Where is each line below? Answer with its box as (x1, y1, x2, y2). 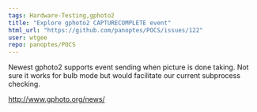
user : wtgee (8, 33, 47, 42)
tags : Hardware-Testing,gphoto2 (8, 11, 115, 20)
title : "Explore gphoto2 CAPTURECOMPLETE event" (8, 19, 172, 27)
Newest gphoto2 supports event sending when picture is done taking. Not (8, 62, 249, 72)
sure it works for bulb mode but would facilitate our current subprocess (8, 71, 241, 80)
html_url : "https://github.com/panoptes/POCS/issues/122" (8, 26, 203, 34)
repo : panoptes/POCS (8, 41, 77, 49)
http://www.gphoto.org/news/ (8, 95, 105, 104)
